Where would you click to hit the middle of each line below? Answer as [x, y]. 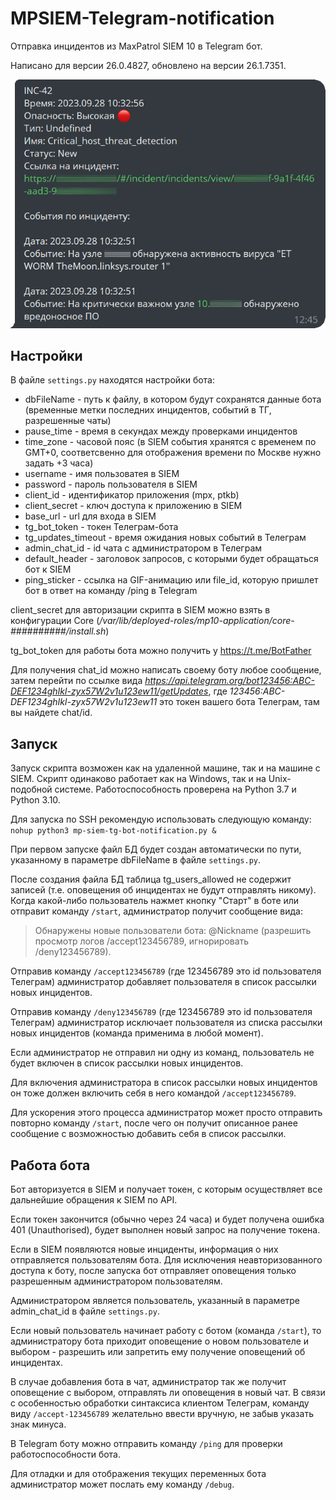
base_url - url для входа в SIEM [90, 516]
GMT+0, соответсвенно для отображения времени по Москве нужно [173, 453]
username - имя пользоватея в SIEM [102, 474]
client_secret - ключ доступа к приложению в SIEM [133, 506]
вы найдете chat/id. [51, 713]
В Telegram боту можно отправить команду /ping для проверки [146, 1444]
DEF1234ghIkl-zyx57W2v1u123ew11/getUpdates [109, 691]
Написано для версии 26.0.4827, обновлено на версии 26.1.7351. [148, 65]
